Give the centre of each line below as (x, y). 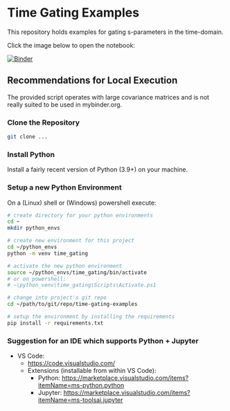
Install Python (31, 154)
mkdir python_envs (34, 228)
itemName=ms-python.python (81, 385)
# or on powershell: (37, 279)
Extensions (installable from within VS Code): (92, 371)
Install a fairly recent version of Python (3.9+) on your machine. (98, 170)
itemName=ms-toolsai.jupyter (80, 400)
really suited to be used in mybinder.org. (65, 104)
